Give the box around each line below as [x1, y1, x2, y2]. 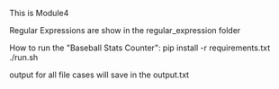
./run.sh [9, 52, 39, 62]
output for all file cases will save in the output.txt [9, 69, 190, 80]
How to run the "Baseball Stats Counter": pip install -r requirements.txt [9, 42, 271, 53]
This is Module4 [9, 8, 69, 18]
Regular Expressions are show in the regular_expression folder [9, 25, 241, 35]
